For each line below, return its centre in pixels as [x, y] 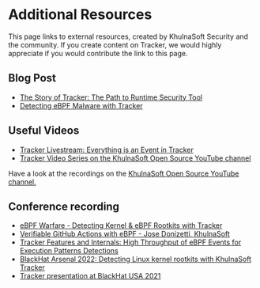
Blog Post [32, 78]
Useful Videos [44, 131]
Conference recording [64, 206]
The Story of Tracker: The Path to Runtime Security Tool [111, 97]
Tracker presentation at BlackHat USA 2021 [90, 276]
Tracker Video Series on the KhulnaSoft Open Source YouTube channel [135, 158]
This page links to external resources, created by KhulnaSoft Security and [128, 36]
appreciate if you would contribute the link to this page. [98, 53]
